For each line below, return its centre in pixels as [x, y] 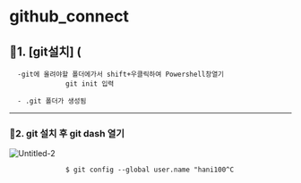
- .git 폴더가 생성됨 [52, 101]
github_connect [69, 17]
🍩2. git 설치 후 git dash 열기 [67, 133]
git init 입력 [90, 84]
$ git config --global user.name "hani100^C [150, 170]
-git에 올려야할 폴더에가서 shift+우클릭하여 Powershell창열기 [121, 74]
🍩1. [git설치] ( [46, 51]
